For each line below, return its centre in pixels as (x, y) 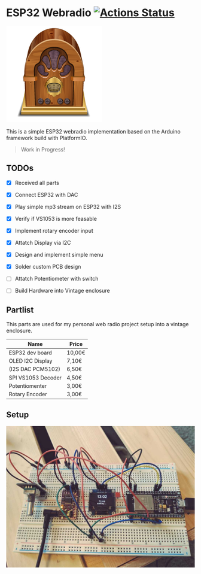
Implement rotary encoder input (54, 231)
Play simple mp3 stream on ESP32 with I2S (68, 206)
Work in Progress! (43, 149)
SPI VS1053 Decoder (35, 378)
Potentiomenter (28, 385)
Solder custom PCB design (48, 267)
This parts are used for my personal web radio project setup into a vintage (98, 324)
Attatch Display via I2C (43, 243)
